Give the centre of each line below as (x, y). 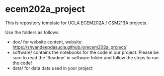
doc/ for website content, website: (47, 42)
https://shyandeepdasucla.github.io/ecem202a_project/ (69, 47)
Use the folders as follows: (32, 32)
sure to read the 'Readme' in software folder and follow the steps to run (85, 57)
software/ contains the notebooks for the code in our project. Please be (85, 52)
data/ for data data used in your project (52, 68)
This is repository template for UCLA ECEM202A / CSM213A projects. (76, 23)
